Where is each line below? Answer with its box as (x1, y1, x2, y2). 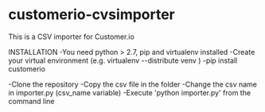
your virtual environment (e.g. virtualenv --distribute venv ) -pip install (8, 56, 238, 65)
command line (8, 96, 55, 106)
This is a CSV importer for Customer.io (8, 32, 135, 41)
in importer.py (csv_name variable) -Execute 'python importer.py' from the (8, 87, 251, 97)
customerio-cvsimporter (8, 6, 175, 24)
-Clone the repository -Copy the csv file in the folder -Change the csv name (8, 79, 257, 89)
